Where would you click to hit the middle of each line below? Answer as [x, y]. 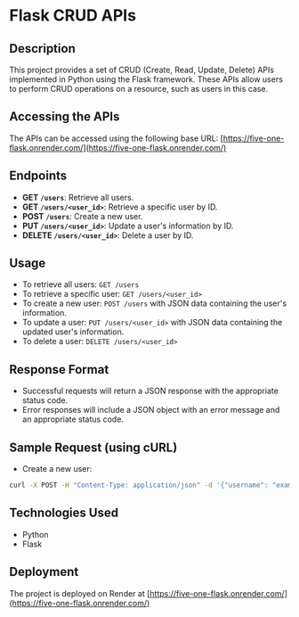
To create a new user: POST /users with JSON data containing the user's [154, 303]
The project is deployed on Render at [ [80, 593]
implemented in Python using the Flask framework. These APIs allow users [146, 79]
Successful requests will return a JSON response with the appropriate [150, 391]
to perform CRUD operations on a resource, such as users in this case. [139, 89]
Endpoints [38, 176]
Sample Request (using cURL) [93, 447]
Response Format [59, 370]
